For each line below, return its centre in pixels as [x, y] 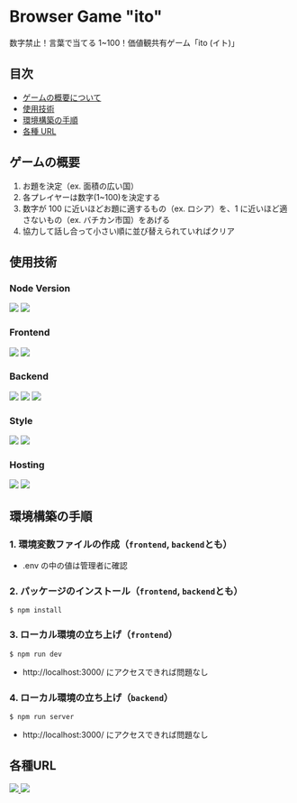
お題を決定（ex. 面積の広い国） [81, 186]
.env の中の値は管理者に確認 [75, 566]
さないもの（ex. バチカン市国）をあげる [96, 219]
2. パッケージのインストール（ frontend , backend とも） [126, 591]
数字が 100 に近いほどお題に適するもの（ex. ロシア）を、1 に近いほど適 [155, 208]
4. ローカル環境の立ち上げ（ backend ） [91, 697]
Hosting [27, 465]
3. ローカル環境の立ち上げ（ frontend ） [94, 635]
